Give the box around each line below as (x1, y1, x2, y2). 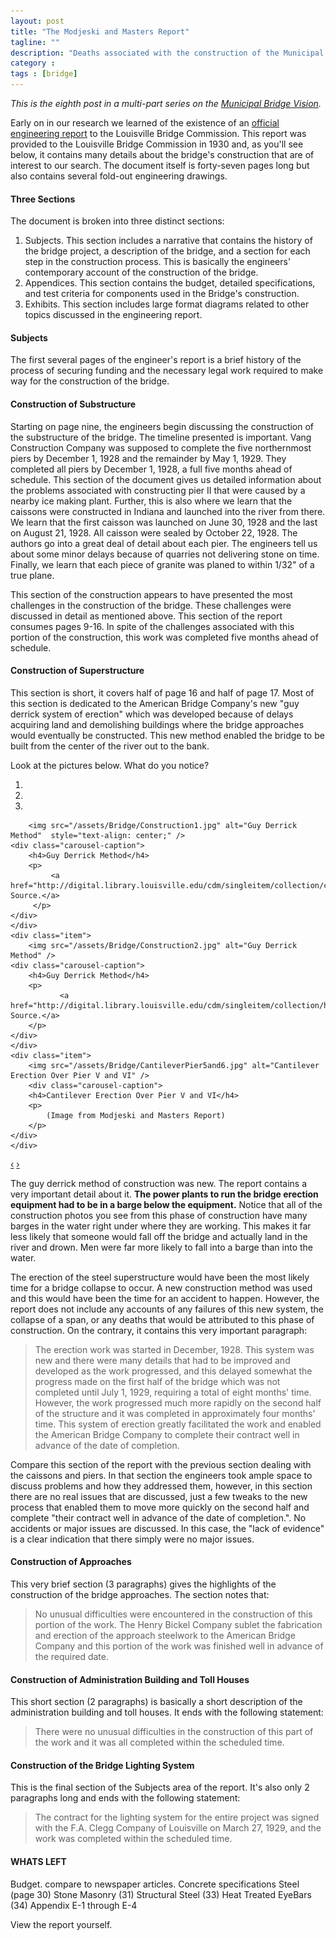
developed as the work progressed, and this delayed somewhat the (34, 1365, 313, 1377)
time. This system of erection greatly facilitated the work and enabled (34, 1418, 322, 1430)
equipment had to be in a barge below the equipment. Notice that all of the (10, 1198, 323, 1210)
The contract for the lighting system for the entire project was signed (34, 1811, 320, 1824)
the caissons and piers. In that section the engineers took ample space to (10, 1469, 313, 1481)
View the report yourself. (10, 1918, 113, 1930)
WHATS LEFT (10, 1856, 67, 1868)
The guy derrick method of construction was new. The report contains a (10, 1177, 308, 1189)
